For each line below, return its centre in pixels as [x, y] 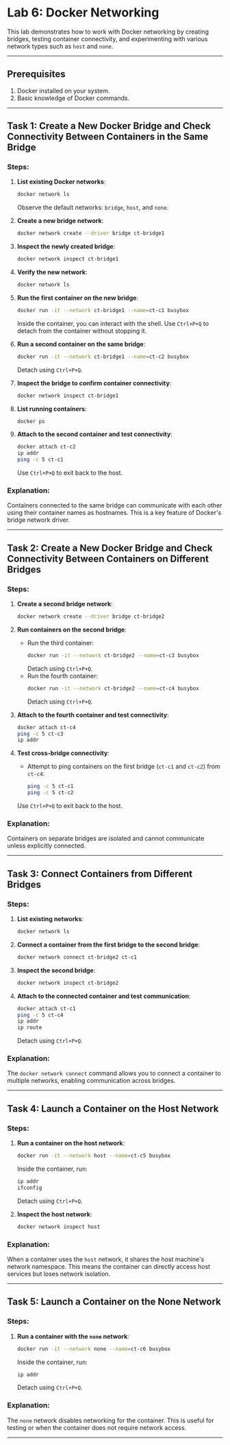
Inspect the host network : [54, 1214]
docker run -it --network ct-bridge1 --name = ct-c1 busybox [103, 310]
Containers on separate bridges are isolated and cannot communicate [106, 839]
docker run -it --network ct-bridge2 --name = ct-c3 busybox [113, 655]
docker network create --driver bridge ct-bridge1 [91, 234]
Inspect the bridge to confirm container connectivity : [94, 383]
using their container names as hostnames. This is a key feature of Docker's [114, 513]
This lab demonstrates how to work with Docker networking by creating [108, 32]
